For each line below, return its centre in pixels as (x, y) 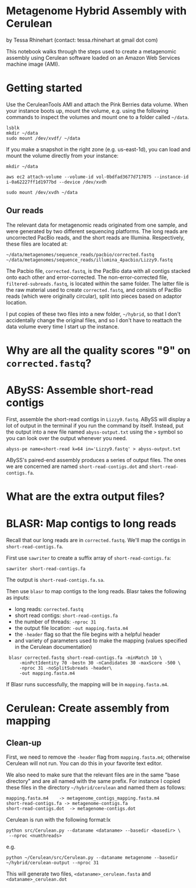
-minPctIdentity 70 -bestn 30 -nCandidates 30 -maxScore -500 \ (100, 663)
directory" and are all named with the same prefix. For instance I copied (93, 781)
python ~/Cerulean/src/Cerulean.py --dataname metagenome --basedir (92, 857)
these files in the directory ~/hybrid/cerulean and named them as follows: (96, 787)
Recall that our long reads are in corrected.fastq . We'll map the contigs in (96, 540)
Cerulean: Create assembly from (88, 709)
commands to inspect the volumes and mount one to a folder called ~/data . (98, 117)
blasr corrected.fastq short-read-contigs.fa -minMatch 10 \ (85, 658)
